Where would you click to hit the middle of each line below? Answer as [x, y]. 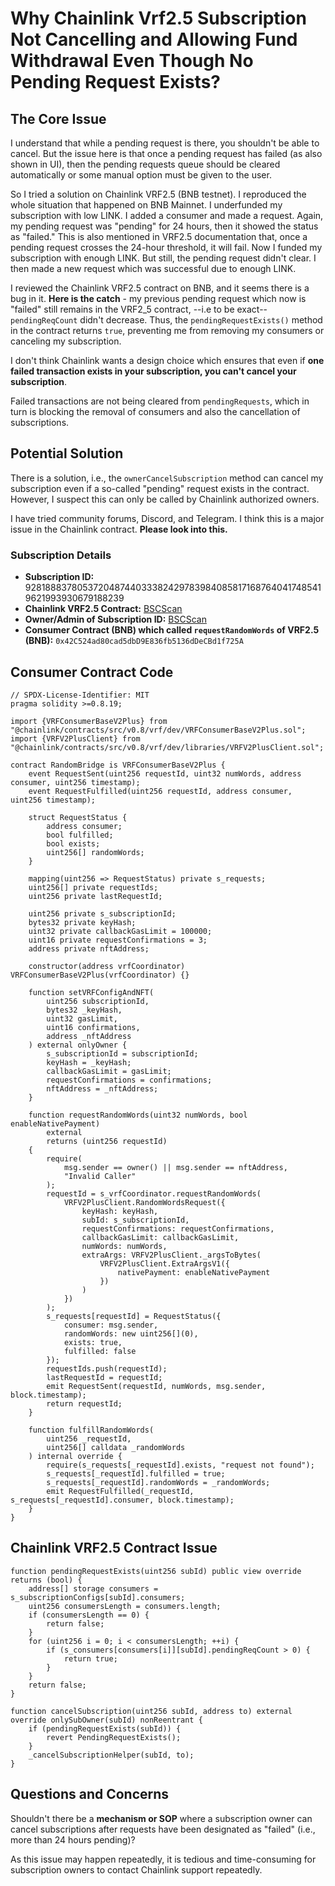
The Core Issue [58, 118]
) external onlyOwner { [78, 1045]
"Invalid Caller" [100, 1176]
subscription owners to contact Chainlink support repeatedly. [136, 1869]
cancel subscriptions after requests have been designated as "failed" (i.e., [163, 1829]
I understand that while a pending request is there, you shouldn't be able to [165, 143]
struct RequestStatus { [78, 817]
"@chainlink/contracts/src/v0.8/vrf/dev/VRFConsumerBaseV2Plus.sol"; [158, 730]
